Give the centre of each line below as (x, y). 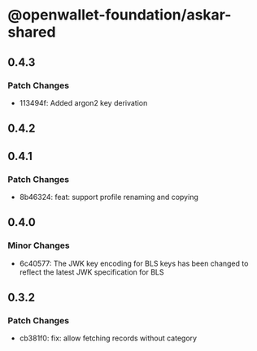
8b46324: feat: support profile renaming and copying (109, 197)
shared (32, 32)
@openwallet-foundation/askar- (120, 15)
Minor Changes (39, 245)
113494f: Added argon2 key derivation (83, 102)
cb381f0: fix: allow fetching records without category (108, 338)
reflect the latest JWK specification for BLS (91, 272)
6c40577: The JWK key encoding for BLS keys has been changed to (134, 263)
